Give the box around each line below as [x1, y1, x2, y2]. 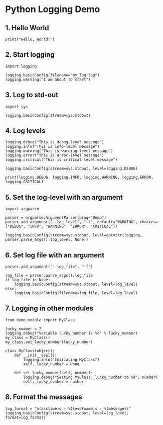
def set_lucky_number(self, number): [14, 370, 93, 375]
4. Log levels [5, 127, 46, 135]
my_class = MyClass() [5, 335, 51, 340]
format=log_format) [5, 415, 46, 420]
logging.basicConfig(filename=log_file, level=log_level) [14, 291, 138, 296]
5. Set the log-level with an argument [5, 193, 123, 202]
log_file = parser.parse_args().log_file [5, 273, 93, 278]
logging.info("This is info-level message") [5, 144, 100, 149]
